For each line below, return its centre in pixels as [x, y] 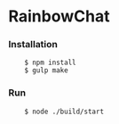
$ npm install [50, 63]
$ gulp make [46, 70]
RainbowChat [59, 17]
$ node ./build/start [64, 112]
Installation [33, 45]
